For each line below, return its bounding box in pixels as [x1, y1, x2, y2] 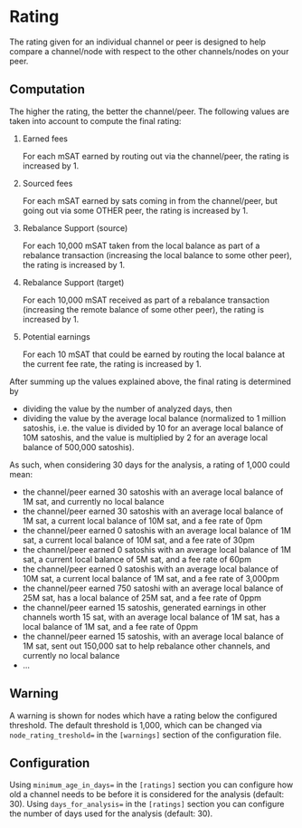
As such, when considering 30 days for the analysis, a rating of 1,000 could [9, 459, 291, 470]
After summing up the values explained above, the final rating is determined [9, 376, 292, 387]
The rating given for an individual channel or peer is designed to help [9, 36, 267, 47]
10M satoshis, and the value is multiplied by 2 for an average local [22, 432, 269, 443]
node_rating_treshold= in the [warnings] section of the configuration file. [9, 729, 282, 740]
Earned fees [22, 133, 68, 144]
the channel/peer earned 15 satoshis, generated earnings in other [22, 602, 267, 612]
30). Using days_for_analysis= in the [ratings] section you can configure [9, 799, 285, 810]
